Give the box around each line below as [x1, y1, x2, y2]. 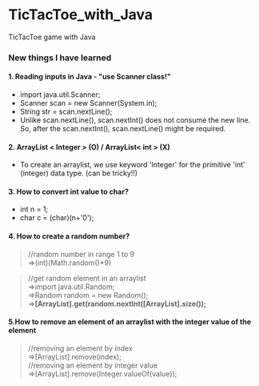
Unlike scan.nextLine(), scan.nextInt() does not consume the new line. [19, 115, 251, 125]
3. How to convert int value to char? [8, 187, 129, 196]
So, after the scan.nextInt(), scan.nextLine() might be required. [19, 124, 226, 134]
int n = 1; [19, 204, 49, 214]
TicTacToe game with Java [8, 32, 96, 42]
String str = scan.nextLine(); [19, 107, 113, 117]
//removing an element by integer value [27, 360, 158, 370]
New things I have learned [8, 52, 112, 63]
